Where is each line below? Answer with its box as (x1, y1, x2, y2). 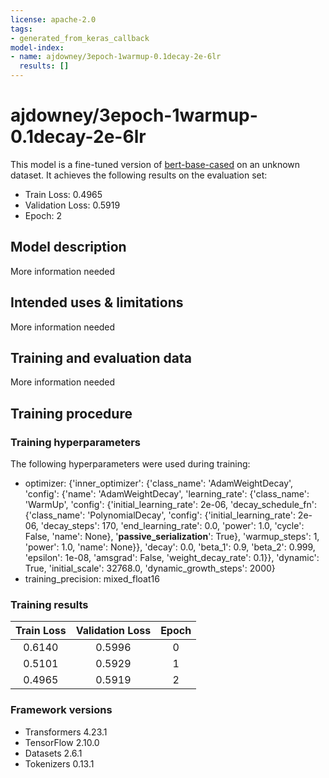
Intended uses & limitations (10, 294, 184, 311)
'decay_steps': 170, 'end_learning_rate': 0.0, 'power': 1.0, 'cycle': (40, 520, 305, 532)
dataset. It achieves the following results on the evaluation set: (10, 169, 268, 181)
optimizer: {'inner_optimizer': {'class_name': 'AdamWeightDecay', (24, 477, 294, 490)
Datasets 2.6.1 (24, 747, 83, 759)
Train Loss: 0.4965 (24, 188, 103, 200)
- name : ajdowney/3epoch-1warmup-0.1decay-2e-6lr (10, 52, 222, 62)
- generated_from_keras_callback (10, 33, 150, 43)
